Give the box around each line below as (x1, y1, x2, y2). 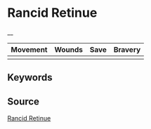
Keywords (7, 72, 53, 83)
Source (7, 95, 40, 107)
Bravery (113, 44, 141, 54)
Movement (11, 44, 48, 54)
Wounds (54, 44, 83, 54)
